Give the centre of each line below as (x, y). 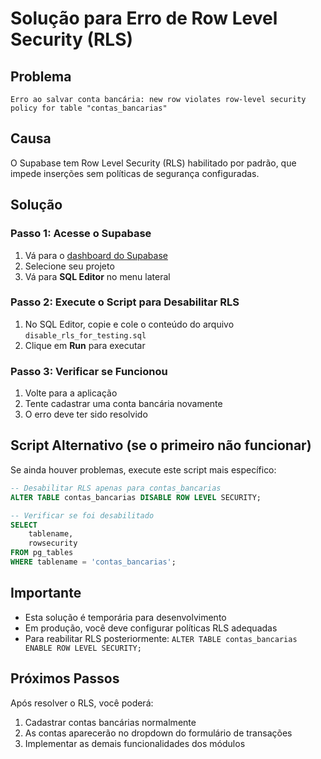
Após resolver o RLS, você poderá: (82, 703)
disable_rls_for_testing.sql (85, 335)
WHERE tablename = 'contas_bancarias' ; (93, 562)
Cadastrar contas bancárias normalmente (110, 722)
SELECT (24, 525)
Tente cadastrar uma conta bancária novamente (123, 404)
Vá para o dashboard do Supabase (96, 255)
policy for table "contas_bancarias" (89, 108)
